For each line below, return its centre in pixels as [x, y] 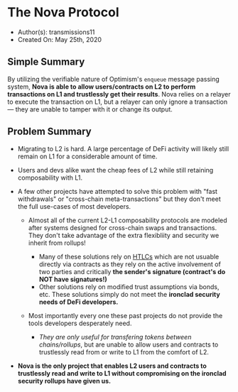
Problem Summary [49, 132]
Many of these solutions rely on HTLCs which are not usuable [129, 256]
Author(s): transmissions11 [56, 32]
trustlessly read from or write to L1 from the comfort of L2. [124, 352]
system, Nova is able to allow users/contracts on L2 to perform [102, 87]
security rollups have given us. [64, 381]
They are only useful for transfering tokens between [115, 337]
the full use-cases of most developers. [74, 206]
